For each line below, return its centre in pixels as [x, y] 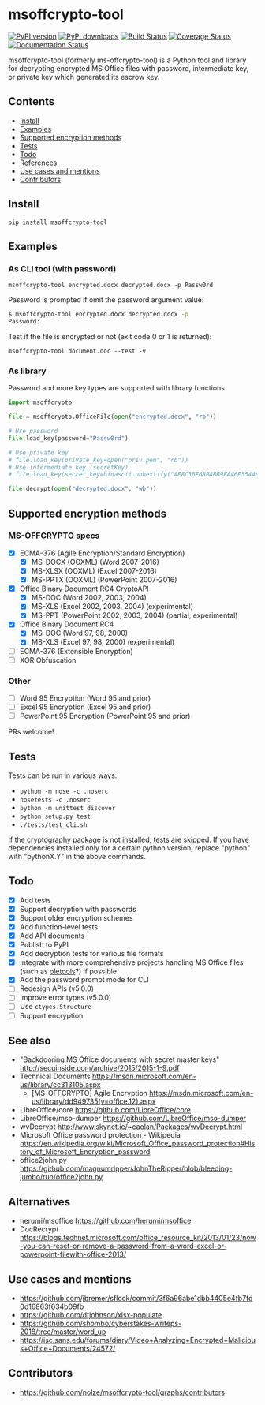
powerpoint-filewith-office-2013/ [73, 1254]
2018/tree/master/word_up [63, 1332]
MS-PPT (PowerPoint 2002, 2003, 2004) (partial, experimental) [134, 615]
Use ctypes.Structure [56, 1007]
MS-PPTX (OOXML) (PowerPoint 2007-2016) [104, 580]
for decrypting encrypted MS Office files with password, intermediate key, [129, 68]
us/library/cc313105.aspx [60, 1085]
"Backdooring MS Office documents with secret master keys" [119, 1059]
